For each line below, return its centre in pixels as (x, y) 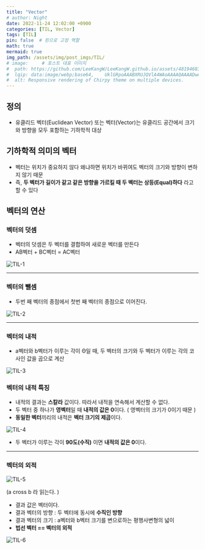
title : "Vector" (27, 12)
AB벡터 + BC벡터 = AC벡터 (48, 252)
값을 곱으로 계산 (45, 359)
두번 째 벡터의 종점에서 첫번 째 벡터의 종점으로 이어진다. (81, 301)
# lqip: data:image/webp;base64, (50, 75)
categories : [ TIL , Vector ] (41, 29)
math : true (20, 46)
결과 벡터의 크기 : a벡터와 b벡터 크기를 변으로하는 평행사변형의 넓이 (95, 520)
